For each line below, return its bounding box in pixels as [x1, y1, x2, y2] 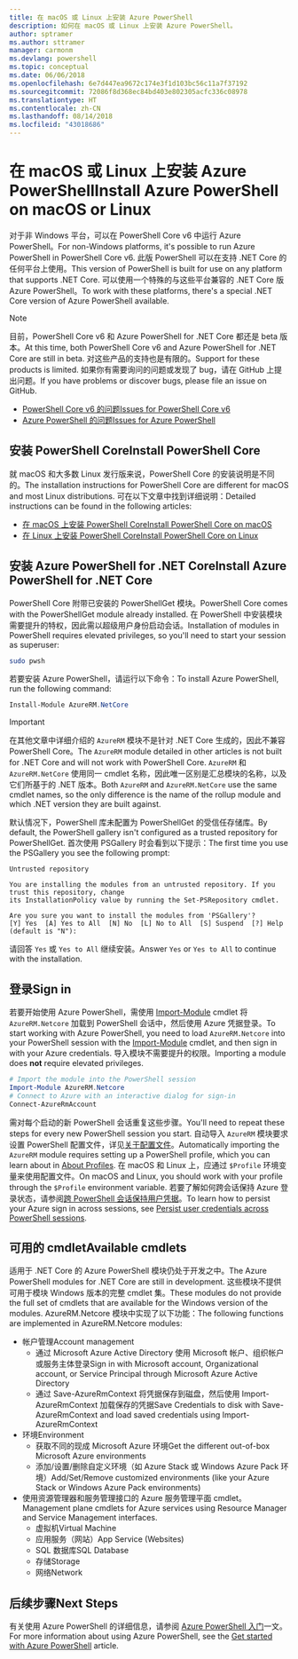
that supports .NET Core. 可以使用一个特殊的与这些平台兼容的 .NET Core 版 [9, 274, 285, 285]
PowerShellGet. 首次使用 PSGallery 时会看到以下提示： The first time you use [9, 838, 288, 849]
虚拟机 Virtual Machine [35, 1523, 117, 1534]
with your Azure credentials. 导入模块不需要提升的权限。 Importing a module [9, 1048, 286, 1059]
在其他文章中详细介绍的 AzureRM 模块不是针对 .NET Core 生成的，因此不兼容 [9, 735, 286, 746]
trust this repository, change [9, 889, 125, 897]
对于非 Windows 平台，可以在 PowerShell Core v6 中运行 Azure [9, 230, 241, 241]
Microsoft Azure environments [35, 1450, 146, 1461]
